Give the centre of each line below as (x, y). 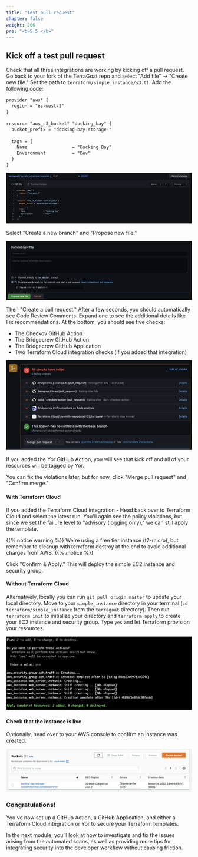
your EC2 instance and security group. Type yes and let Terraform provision (98, 622)
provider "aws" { (27, 100)
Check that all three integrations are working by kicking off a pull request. (95, 70)
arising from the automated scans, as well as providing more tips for (89, 842)
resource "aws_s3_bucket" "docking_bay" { (59, 124)
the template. (22, 529)
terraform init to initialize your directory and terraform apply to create (93, 616)
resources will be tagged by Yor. (45, 466)
